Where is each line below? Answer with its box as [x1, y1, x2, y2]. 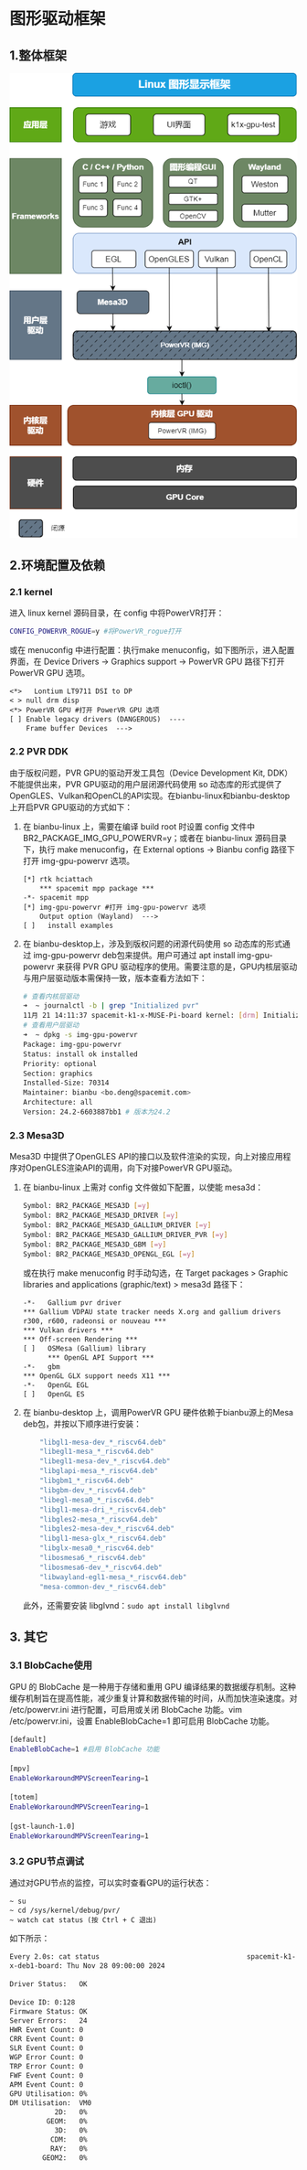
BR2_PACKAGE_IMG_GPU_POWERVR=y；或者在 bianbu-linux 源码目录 [22, 832, 288, 843]
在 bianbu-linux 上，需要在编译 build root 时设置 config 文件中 [22, 820, 256, 832]
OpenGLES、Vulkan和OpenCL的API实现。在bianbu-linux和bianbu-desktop [9, 790, 291, 801]
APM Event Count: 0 [9, 2080, 84, 2090]
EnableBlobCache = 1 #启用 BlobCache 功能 [9, 1745, 160, 1754]
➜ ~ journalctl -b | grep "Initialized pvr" [22, 1001, 199, 1010]
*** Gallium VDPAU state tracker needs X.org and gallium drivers [22, 1307, 281, 1317]
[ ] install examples [22, 921, 114, 930]
